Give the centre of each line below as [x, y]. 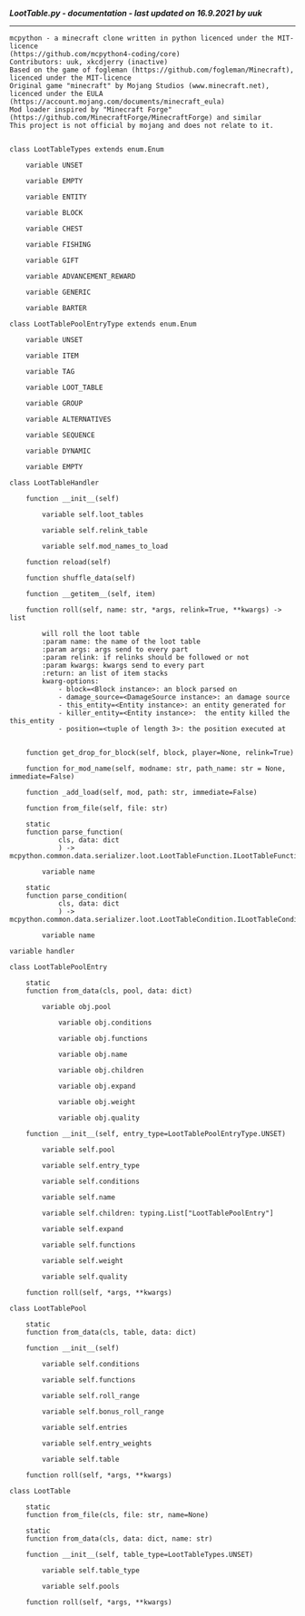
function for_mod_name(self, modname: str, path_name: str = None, [156, 769]
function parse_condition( [77, 896]
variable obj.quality [99, 1118]
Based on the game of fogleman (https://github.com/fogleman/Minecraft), [152, 70]
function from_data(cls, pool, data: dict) [109, 991]
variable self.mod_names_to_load [105, 546]
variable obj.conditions [105, 1023]
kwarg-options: [71, 681]
